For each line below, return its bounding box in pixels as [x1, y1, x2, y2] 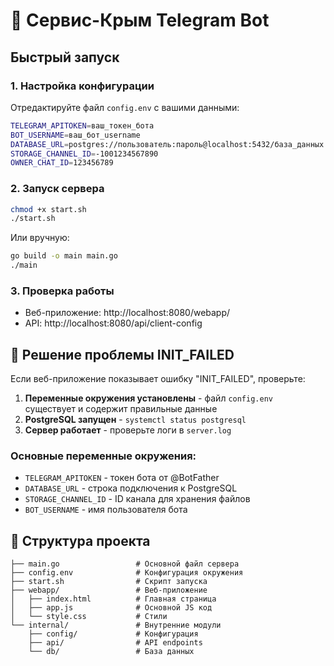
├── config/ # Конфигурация [28, 629, 199, 639]
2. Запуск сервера [10, 182, 105, 196]
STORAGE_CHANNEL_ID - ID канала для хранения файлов [24, 493, 251, 505]
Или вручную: [10, 232, 70, 244]
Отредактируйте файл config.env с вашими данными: [10, 101, 240, 113]
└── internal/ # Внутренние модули [10, 620, 222, 631]
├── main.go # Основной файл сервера [10, 559, 240, 569]
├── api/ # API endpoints [28, 638, 203, 648]
